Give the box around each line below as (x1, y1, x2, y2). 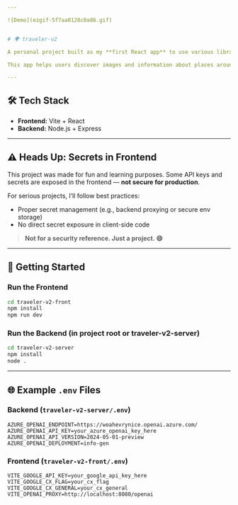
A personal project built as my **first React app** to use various (7, 48, 214, 55)
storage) (17, 212, 42, 221)
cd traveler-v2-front (7, 298, 72, 305)
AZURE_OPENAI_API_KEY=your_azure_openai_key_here (7, 427, 157, 434)
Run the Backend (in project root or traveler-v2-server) (7, 329, 200, 339)
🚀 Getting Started (7, 261, 86, 273)
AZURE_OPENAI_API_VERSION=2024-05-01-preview (7, 433, 144, 441)
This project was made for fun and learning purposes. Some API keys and (7, 170, 223, 178)
